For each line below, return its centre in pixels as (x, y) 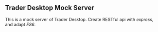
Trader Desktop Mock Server (50, 8)
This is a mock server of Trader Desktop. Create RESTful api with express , (79, 19)
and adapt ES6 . (20, 24)
